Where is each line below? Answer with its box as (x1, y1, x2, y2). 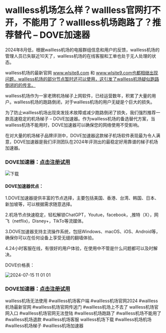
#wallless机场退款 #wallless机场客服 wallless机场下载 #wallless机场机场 (5, 316, 152, 322)
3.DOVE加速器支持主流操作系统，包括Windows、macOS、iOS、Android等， (5, 229, 161, 235)
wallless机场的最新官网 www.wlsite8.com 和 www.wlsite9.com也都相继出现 (5, 70, 159, 76)
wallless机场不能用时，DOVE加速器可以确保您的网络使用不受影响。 (5, 122, 142, 128)
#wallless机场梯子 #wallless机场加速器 (5, 323, 84, 329)
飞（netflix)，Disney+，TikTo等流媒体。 (5, 218, 86, 224)
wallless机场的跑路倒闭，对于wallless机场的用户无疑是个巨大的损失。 (13, 99, 155, 105)
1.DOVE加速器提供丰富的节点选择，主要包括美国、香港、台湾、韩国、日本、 (5, 195, 160, 201)
